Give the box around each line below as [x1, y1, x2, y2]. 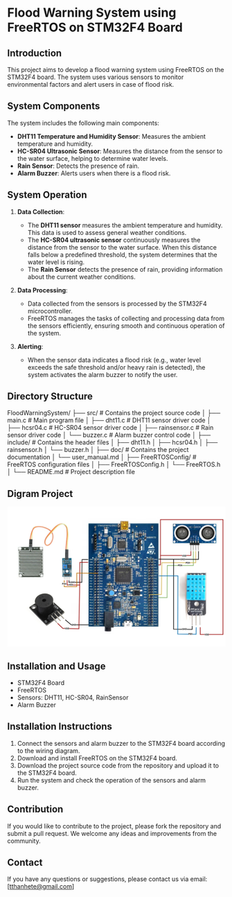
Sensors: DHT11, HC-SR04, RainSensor [17, 693, 129, 702]
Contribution [7, 803, 64, 815]
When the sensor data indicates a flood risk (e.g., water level [27, 356, 202, 364]
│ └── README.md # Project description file [7, 468, 135, 476]
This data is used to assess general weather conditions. [27, 228, 187, 236]
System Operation [7, 189, 88, 201]
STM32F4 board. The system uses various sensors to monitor [7, 73, 184, 81]
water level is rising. [27, 258, 85, 266]
